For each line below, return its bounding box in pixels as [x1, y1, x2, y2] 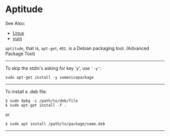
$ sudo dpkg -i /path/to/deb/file [5, 98, 78, 103]
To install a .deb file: [5, 88, 47, 95]
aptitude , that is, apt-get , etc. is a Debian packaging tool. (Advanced [5, 45, 149, 51]
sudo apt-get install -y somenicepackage [5, 75, 94, 80]
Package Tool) [5, 51, 35, 57]
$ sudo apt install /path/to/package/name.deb [5, 121, 105, 126]
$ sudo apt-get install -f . [5, 103, 67, 108]
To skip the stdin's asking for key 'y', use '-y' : [5, 65, 102, 71]
